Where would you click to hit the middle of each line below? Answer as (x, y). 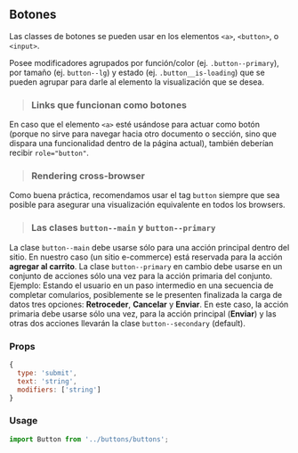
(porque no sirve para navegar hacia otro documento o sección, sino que (143, 134)
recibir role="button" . (49, 153)
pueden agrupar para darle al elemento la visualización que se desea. (137, 82)
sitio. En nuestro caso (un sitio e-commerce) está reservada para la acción (146, 257)
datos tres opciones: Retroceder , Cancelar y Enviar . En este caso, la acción (149, 304)
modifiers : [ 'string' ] (59, 390)
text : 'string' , (47, 381)
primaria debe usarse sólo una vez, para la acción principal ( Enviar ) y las (143, 313)
